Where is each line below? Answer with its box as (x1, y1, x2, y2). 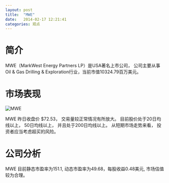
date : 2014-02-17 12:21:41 (5, 17, 67, 22)
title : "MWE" (5, 12, 35, 17)
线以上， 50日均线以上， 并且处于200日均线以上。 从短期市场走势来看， (5, 122, 156, 128)
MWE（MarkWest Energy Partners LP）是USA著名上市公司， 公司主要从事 (5, 63, 160, 69)
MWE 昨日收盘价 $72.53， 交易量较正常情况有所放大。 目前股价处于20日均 (5, 116, 161, 122)
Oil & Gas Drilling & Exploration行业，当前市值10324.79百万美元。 (5, 69, 142, 75)
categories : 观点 (5, 21, 40, 27)
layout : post (5, 7, 33, 13)
